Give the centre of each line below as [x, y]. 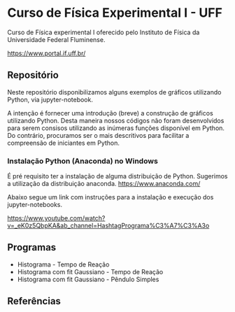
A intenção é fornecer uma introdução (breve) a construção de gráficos [110, 113]
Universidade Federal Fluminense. [56, 39]
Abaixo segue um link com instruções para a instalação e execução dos [111, 197]
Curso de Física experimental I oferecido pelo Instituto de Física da [104, 32]
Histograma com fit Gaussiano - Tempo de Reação [90, 271]
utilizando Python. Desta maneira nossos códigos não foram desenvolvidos [116, 120]
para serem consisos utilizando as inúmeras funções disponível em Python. [116, 128]
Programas [32, 247]
